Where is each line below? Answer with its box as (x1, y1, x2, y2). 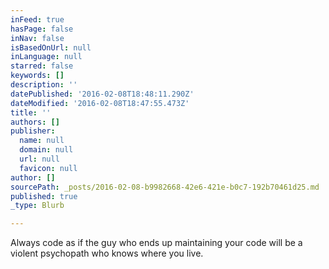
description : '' (10, 80, 78, 90)
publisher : (10, 126, 56, 136)
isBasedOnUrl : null (10, 42, 92, 53)
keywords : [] (10, 71, 65, 81)
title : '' (10, 107, 52, 118)
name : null (19, 136, 65, 146)
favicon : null (19, 163, 78, 173)
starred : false (10, 61, 74, 71)
